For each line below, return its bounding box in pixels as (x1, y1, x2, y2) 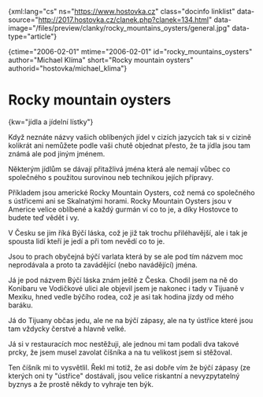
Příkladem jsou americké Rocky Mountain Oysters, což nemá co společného (8, 188, 255, 197)
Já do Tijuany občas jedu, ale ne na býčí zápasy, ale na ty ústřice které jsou (8, 315, 254, 325)
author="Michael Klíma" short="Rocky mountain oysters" (8, 55, 194, 64)
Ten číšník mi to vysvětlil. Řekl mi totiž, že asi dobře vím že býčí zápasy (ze (8, 362, 250, 372)
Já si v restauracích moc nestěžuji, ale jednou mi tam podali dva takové (8, 339, 239, 348)
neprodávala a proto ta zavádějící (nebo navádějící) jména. (8, 259, 198, 270)
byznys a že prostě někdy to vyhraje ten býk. (8, 379, 154, 388)
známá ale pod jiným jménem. (8, 149, 106, 158)
